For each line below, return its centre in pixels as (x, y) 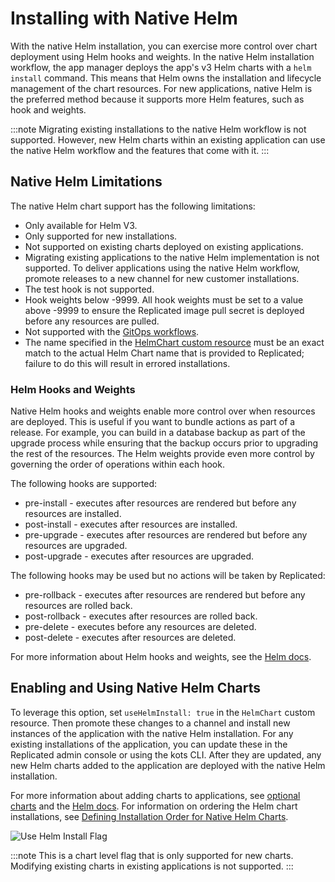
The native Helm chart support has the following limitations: (133, 206)
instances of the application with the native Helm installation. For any (152, 733)
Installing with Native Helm (124, 18)
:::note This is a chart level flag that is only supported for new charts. (152, 855)
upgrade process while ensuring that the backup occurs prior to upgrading (164, 443)
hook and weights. (48, 109)
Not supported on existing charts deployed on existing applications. (164, 246)
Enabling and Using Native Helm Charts (135, 688)
